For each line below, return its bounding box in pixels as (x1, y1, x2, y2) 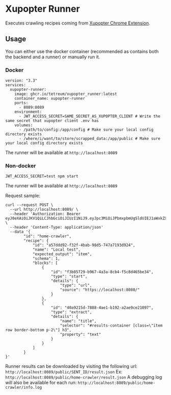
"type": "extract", (50, 310, 93, 315)
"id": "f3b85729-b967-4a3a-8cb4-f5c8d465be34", (50, 269, 154, 275)
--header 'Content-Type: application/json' (10, 225, 103, 230)
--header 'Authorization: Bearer (10, 211, 81, 217)
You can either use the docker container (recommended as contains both (5, 48, 159, 54)
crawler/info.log (5, 385, 42, 390)
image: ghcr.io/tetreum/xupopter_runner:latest (14, 91, 117, 97)
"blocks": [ (32, 261, 58, 266)
